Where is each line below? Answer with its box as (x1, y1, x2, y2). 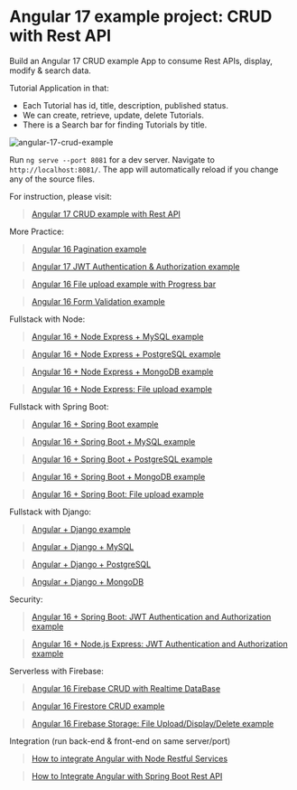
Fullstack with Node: (9, 314, 86, 324)
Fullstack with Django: (9, 506, 92, 517)
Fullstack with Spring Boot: (9, 400, 109, 412)
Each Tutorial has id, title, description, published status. (22, 99, 228, 110)
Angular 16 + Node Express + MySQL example (31, 331, 204, 342)
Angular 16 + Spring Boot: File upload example (31, 488, 205, 499)
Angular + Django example (31, 523, 131, 534)
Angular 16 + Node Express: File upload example (31, 383, 212, 394)
